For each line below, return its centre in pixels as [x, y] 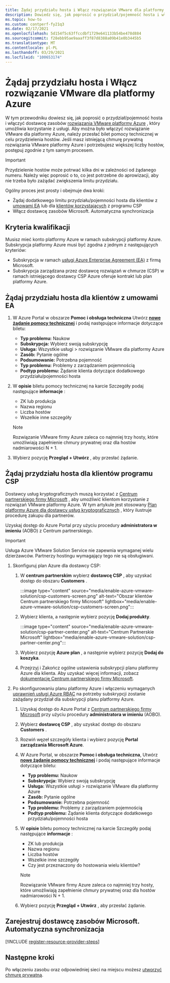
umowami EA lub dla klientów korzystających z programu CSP [77, 206]
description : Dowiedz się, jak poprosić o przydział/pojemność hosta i [82, 15]
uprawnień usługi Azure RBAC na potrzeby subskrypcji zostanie [79, 694]
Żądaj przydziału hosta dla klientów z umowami [82, 298]
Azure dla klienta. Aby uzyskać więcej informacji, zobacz [79, 673]
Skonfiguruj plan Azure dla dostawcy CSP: [57, 565]
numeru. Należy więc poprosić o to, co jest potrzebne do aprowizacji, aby [82, 175]
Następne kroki [30, 957]
